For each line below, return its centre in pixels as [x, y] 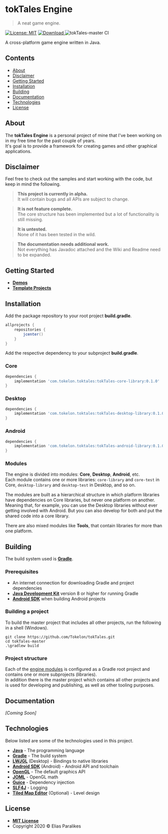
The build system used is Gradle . [39, 559]
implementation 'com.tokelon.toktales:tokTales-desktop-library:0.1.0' [90, 414]
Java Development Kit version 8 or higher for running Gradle [75, 593]
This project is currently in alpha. [52, 194]
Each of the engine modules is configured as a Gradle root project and [77, 669]
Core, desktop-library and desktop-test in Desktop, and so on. [70, 485]
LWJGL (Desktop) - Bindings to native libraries [60, 761]
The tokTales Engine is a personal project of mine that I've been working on [83, 135]
